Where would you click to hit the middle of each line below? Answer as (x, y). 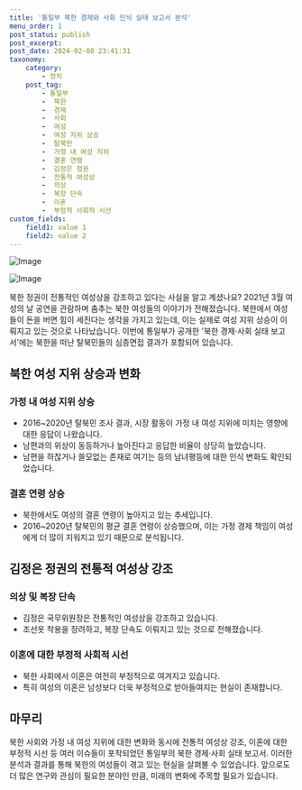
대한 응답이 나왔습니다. (62, 435)
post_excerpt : (36, 43)
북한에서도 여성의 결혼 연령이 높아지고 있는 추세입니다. (118, 515)
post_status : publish (50, 34)
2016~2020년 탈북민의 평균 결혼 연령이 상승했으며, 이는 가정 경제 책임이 (149, 526)
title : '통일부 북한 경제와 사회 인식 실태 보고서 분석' (101, 18)
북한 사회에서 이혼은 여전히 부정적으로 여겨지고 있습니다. (121, 676)
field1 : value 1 (56, 227)
